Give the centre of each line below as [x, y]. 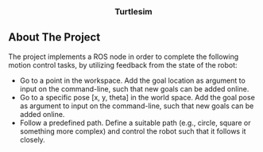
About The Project [54, 37]
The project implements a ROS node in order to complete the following [124, 57]
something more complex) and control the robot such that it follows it [133, 131]
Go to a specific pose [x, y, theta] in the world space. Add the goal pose [137, 97]
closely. [32, 139]
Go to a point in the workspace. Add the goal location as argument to [133, 80]
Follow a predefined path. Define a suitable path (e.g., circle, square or [135, 123]
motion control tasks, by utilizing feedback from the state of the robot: [123, 64]
